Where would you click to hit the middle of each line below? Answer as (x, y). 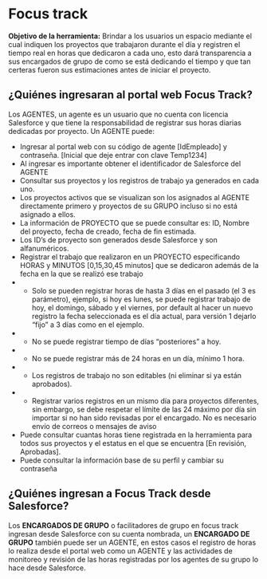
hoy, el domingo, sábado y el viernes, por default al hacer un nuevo (142, 307)
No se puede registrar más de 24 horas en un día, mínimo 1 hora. (138, 358)
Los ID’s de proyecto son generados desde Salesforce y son (118, 239)
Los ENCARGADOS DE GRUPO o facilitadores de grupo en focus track (124, 525)
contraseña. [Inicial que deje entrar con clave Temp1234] (113, 155)
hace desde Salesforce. (47, 568)
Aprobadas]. (40, 451)
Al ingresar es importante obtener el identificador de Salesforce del (130, 163)
